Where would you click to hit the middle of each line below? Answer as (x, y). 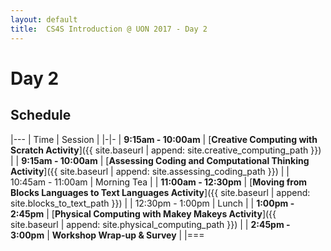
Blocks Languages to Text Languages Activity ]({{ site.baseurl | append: (160, 192)
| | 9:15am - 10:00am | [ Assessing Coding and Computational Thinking (160, 160)
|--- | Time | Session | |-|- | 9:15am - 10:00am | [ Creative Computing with (164, 139)
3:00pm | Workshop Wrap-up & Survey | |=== (107, 235)
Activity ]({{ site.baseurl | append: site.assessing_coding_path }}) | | (150, 171)
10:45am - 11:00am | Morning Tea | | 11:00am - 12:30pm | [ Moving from (159, 182)
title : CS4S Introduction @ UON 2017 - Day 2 (109, 29)
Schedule (41, 115)
